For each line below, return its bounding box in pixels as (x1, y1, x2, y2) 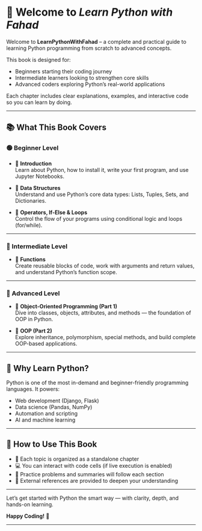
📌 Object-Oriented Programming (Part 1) (14, 303, 117, 310)
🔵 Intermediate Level (6, 242, 68, 250)
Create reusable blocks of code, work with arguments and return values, (14, 262, 195, 269)
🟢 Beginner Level (6, 144, 59, 152)
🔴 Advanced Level (6, 289, 60, 297)
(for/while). (14, 221, 43, 229)
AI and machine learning (14, 416, 76, 423)
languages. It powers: (6, 385, 60, 393)
